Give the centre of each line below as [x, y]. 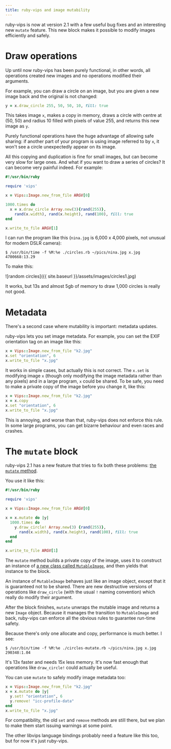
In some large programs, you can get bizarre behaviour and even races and [84, 425]
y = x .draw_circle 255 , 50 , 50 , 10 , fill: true [57, 106]
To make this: [19, 266]
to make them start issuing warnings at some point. [59, 726]
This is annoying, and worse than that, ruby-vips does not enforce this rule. [84, 420]
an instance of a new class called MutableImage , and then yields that [77, 566]
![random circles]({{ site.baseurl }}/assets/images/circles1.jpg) [71, 277]
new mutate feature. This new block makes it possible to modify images [80, 30]
